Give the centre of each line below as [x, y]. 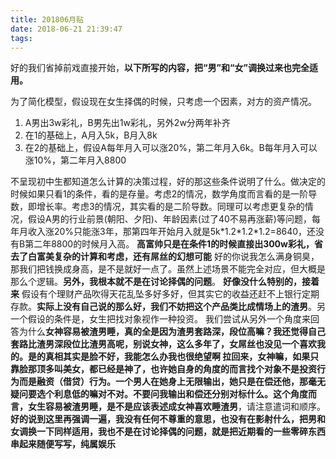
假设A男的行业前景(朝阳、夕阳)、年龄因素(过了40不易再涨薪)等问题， [169, 219]
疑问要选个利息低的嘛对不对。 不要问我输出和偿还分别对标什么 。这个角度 [159, 394]
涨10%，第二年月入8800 [75, 160]
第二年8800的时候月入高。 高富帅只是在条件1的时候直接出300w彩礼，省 [173, 244]
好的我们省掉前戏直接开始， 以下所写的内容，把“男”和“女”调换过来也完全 [160, 68]
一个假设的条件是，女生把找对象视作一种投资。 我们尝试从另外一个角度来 [160, 319]
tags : [21, 38]
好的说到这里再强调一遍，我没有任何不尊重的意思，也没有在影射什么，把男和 [168, 419]
